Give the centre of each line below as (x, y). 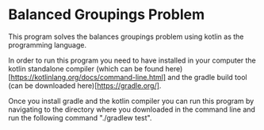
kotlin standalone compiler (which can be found (86, 68)
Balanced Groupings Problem (107, 15)
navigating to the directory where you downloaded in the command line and (132, 109)
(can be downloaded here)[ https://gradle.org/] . (85, 86)
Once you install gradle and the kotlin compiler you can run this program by (131, 101)
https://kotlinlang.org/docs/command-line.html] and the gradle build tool (129, 77)
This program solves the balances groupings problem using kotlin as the (126, 36)
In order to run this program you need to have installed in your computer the (132, 60)
